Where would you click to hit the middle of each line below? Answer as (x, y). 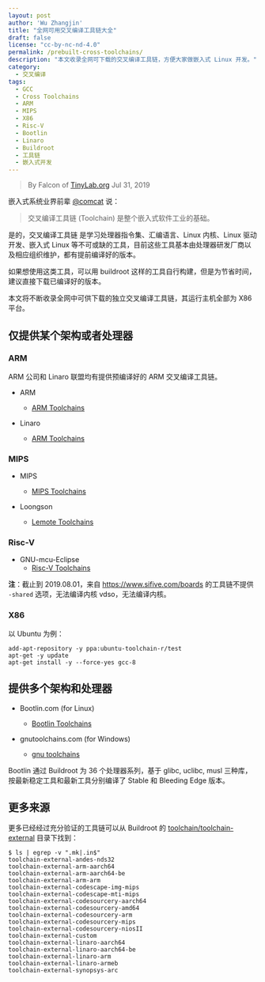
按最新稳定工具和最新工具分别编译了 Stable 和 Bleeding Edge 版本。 (119, 780)
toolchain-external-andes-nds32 (61, 860)
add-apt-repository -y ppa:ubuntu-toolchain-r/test (95, 648)
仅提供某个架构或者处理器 (70, 336)
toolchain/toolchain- (201, 828)
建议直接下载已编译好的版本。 (57, 281)
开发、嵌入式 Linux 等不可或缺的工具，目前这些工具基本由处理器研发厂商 (127, 245)
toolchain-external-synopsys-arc (63, 971)
